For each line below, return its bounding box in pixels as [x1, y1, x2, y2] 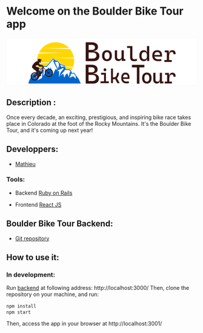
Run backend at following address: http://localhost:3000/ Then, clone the [6, 284, 190, 292]
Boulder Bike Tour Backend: [6, 219, 113, 229]
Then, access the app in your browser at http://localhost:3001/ [6, 320, 162, 328]
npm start [6, 309, 32, 315]
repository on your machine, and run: [6, 290, 99, 298]
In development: [6, 270, 56, 279]
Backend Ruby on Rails [15, 189, 73, 196]
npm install [6, 303, 36, 309]
